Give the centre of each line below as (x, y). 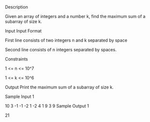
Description (16, 7)
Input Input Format (23, 31)
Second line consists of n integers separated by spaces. (61, 50)
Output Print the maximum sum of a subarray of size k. (59, 87)
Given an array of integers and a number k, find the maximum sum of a (75, 16)
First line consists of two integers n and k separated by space (66, 40)
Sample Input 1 (20, 97)
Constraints (16, 59)
